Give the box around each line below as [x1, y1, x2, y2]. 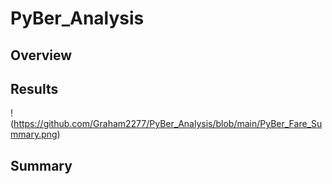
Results [10, 80, 59, 97]
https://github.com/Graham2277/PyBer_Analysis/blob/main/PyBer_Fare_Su [13, 118, 323, 130]
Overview [10, 47, 73, 64]
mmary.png [10, 128, 58, 141]
